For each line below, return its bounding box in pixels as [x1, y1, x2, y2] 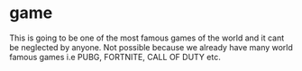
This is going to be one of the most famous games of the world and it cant [9, 32, 285, 43]
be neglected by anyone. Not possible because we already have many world [9, 41, 293, 52]
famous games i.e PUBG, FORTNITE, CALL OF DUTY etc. [9, 51, 221, 62]
